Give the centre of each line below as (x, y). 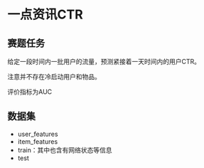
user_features (38, 134)
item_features (38, 141)
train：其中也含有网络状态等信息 (65, 149)
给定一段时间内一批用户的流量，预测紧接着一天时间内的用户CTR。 (104, 62)
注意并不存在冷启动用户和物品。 (54, 77)
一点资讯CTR (45, 15)
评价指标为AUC (30, 92)
